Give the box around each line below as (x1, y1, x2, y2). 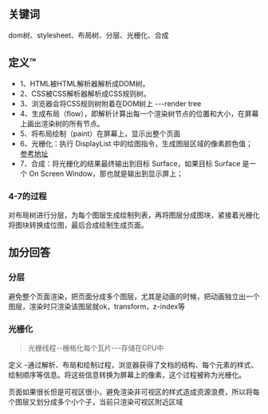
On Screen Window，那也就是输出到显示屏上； (29, 169, 183, 178)
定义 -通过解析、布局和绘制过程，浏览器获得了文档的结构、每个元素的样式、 (8, 360, 258, 369)
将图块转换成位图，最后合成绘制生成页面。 (8, 220, 148, 229)
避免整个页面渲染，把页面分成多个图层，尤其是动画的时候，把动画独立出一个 (8, 291, 260, 301)
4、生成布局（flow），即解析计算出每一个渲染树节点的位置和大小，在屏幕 (19, 109, 259, 118)
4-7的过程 (8, 190, 47, 201)
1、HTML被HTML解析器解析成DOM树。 (19, 78, 150, 88)
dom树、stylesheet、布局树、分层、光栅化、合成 (8, 30, 169, 40)
